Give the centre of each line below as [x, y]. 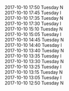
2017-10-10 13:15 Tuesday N [34, 72]
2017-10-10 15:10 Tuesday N [34, 29]
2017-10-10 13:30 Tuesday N [34, 61]
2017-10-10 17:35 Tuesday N [34, 18]
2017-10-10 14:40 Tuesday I [33, 45]
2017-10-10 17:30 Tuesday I [33, 23]
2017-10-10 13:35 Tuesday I [33, 56]
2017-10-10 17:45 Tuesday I [33, 13]
